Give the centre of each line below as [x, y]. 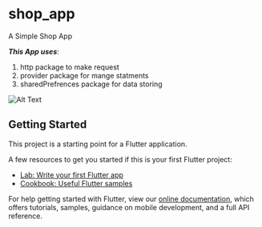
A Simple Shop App [40, 36]
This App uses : [34, 51]
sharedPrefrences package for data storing [91, 84]
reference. [25, 216]
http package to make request [70, 67]
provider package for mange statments [84, 75]
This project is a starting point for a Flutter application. [98, 144]
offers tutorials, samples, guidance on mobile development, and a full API [129, 207]
